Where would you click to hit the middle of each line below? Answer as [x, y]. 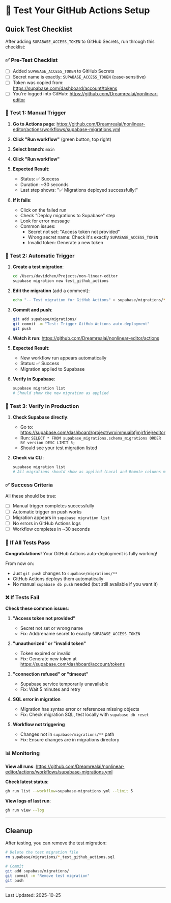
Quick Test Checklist [39, 29]
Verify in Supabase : [34, 379]
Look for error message [45, 221]
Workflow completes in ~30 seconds [51, 529]
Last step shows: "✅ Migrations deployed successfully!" [79, 190]
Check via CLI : [28, 458]
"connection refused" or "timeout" [51, 674]
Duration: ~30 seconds [44, 184]
